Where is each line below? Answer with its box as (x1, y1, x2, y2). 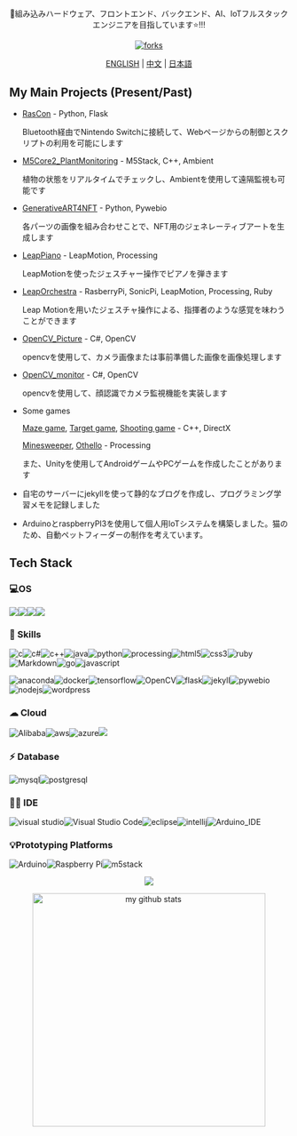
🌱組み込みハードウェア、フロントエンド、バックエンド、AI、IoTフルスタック (9, 8, 289, 20)
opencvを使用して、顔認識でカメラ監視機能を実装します (21, 388, 228, 398)
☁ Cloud (9, 706, 47, 718)
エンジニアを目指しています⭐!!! (92, 20, 206, 30)
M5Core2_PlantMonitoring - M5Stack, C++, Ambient (21, 156, 215, 166)
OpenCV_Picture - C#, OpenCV (21, 333, 137, 344)
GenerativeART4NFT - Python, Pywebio (21, 203, 168, 213)
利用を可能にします (52, 138, 124, 148)
